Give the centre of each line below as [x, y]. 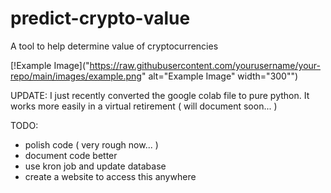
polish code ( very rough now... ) [91, 144]
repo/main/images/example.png [76, 76]
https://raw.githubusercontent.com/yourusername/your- [205, 65]
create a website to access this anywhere [110, 176]
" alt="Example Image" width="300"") [220, 76]
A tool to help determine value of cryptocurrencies [114, 46]
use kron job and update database [95, 166]
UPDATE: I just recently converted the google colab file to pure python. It [160, 95]
